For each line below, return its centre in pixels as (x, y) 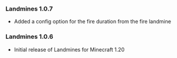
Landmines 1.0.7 (29, 9)
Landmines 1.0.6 (29, 37)
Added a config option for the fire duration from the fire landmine (92, 22)
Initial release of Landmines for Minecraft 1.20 (69, 49)
